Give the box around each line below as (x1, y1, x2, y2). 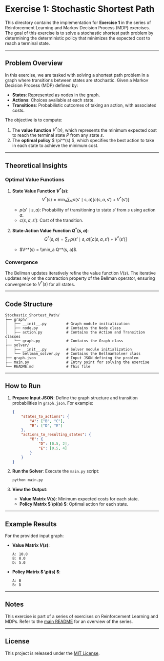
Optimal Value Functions (5, 176, 64, 183)
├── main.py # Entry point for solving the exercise (5, 360, 150, 365)
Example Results (5, 520, 57, 528)
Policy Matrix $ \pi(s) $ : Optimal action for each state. (19, 501, 128, 507)
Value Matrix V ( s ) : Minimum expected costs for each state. (19, 496, 139, 502)
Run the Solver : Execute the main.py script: (12, 468, 100, 474)
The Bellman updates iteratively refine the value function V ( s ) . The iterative (5, 270, 156, 276)
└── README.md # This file (5, 364, 91, 369)
